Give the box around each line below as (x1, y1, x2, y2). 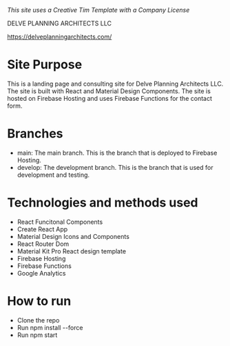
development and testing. (17, 171, 90, 179)
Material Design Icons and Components (17, 232, 129, 240)
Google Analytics (17, 269, 66, 277)
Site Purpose (7, 57, 83, 73)
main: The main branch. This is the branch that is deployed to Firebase (17, 148, 218, 157)
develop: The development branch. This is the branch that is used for (17, 163, 213, 171)
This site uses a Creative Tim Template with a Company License (7, 6, 190, 14)
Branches (7, 126, 63, 142)
